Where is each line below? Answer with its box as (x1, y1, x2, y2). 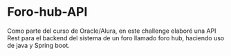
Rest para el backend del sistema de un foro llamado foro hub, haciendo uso (7, 33, 225, 42)
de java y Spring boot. (7, 41, 71, 49)
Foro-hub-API (7, 4, 88, 20)
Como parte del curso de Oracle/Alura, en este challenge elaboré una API (7, 27, 216, 35)
